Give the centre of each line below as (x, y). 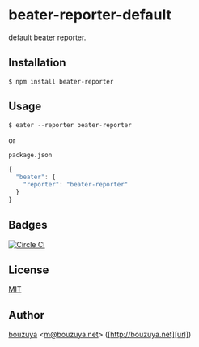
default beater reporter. (47, 37)
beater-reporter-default (90, 15)
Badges (28, 225)
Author (26, 315)
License (29, 270)
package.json (30, 156)
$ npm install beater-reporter (61, 81)
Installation (37, 63)
